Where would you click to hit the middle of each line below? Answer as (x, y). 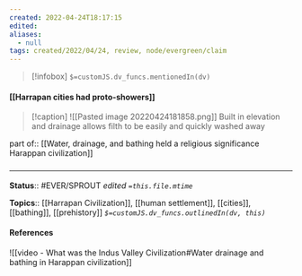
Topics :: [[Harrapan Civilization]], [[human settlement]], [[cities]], (130, 203)
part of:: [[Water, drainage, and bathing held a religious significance (134, 143)
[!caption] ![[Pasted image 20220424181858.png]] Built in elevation (155, 116)
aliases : (26, 34)
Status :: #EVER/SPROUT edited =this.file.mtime (101, 185)
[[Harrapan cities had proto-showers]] (82, 97)
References (31, 233)
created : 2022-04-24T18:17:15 (66, 17)
